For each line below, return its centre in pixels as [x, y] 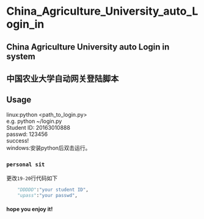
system [21, 56]
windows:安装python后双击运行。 [49, 147]
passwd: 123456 [27, 134]
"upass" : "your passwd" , [48, 195]
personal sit [26, 164]
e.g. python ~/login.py [34, 121]
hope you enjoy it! [30, 209]
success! [18, 140]
